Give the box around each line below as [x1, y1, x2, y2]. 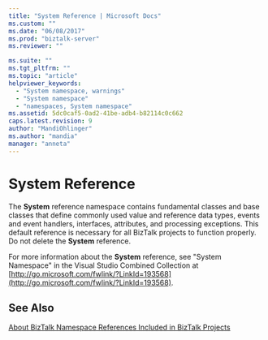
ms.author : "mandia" [8, 132, 79, 140]
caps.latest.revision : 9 [8, 117, 93, 126]
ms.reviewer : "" [8, 42, 63, 50]
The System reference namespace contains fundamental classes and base [8, 201, 260, 211]
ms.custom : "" [8, 19, 57, 28]
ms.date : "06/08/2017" [8, 27, 85, 35]
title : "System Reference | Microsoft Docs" [8, 11, 162, 20]
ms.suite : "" [8, 57, 53, 65]
